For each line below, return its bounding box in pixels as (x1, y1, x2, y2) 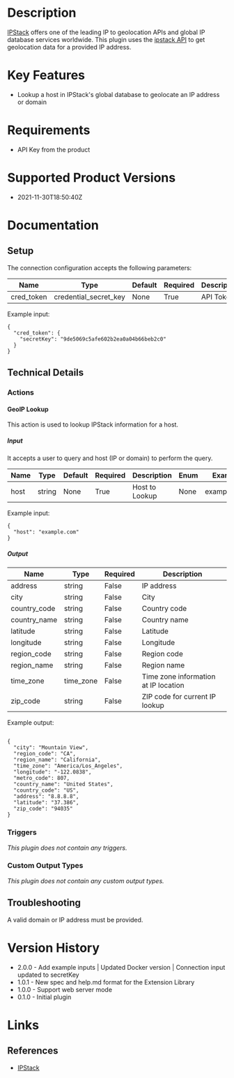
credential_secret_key (54, 292, 125, 302)
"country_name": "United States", (13, 781, 114, 788)
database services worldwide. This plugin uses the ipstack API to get (7, 35, 205, 43)
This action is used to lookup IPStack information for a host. (7, 420, 179, 429)
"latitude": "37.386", (13, 799, 79, 806)
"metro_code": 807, (13, 775, 70, 782)
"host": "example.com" (13, 529, 79, 536)
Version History (7, 940, 100, 956)
